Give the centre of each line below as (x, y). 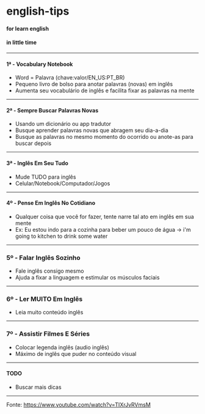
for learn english (28, 28)
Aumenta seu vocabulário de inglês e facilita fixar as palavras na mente (105, 91)
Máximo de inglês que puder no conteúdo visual (76, 353)
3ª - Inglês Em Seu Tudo (38, 163)
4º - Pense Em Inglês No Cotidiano (51, 203)
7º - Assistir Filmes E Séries (48, 334)
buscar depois (33, 143)
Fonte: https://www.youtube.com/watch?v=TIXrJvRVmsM (79, 404)
